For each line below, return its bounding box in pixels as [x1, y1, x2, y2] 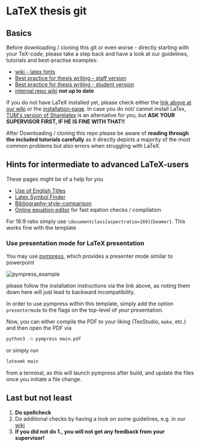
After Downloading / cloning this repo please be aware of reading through [6, 130, 189, 136]
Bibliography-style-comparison [14, 199, 92, 207]
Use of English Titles [14, 187, 66, 194]
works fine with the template [6, 224, 76, 231]
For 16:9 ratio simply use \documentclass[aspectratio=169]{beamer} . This [6, 217, 186, 225]
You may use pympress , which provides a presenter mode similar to [6, 253, 173, 260]
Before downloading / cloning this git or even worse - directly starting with [6, 44, 189, 51]
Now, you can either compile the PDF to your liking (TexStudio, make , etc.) [6, 318, 186, 326]
